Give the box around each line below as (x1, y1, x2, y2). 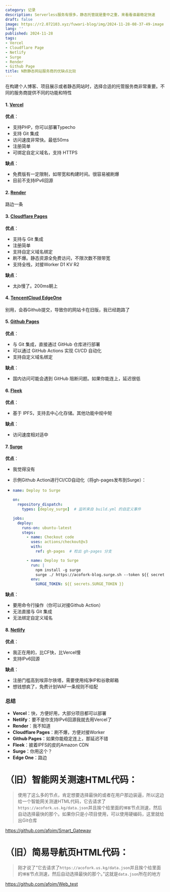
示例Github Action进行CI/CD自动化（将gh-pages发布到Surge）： (12, 477, 146, 483)
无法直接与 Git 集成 (12, 609, 53, 615)
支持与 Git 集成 (12, 236, 44, 242)
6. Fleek (5, 387, 23, 394)
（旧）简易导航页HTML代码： (5, 846, 129, 858)
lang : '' (5, 26, 24, 31)
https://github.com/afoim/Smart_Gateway (5, 827, 92, 833)
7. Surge (5, 443, 23, 449)
